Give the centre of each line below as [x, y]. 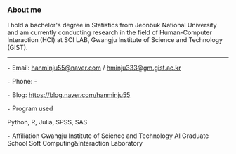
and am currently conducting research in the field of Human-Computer [110, 32]
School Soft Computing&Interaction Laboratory [75, 143]
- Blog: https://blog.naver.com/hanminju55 [69, 95]
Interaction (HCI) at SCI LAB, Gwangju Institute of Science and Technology [115, 40]
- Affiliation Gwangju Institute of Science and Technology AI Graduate [108, 136]
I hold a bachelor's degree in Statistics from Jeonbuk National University [112, 25]
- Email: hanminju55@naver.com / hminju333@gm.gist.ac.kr [94, 68]
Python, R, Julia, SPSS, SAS [47, 122]
